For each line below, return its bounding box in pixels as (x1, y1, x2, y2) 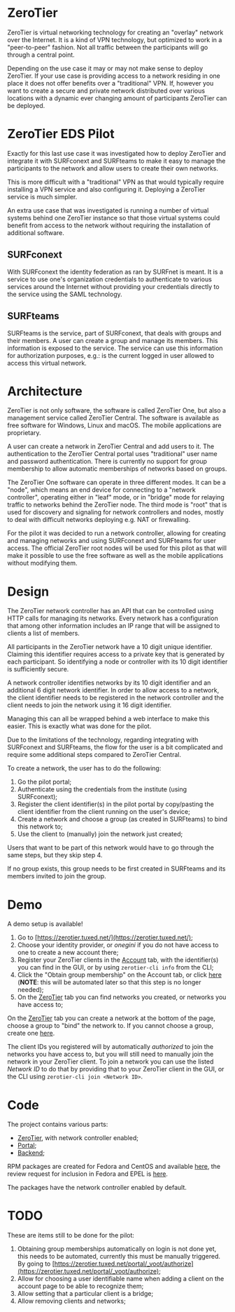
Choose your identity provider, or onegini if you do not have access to (17, 941, 219, 949)
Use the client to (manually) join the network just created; (17, 830, 183, 838)
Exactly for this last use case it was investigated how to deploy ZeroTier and (7, 149, 226, 157)
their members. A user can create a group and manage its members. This (7, 336, 218, 344)
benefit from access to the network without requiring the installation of (7, 221, 211, 229)
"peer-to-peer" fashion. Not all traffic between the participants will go (7, 43, 208, 51)
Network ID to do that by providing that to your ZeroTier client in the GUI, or (7, 1065, 225, 1073)
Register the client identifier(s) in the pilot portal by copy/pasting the (17, 800, 215, 808)
